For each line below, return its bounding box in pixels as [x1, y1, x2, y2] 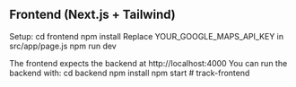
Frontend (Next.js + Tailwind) [9, 7, 177, 22]
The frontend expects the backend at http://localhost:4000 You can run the [9, 57, 288, 68]
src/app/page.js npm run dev [9, 40, 117, 51]
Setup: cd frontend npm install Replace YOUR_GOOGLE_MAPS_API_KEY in [9, 30, 284, 41]
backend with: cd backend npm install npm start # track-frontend [9, 67, 250, 78]
